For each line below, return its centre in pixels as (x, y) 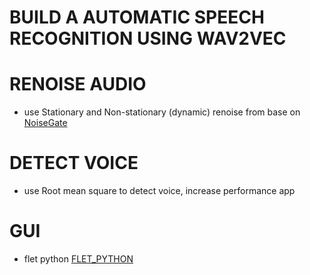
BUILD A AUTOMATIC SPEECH (137, 17)
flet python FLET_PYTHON (78, 259)
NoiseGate (45, 123)
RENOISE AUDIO (78, 84)
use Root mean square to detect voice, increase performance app (159, 191)
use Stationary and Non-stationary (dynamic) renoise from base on (162, 112)
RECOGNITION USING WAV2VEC (148, 38)
